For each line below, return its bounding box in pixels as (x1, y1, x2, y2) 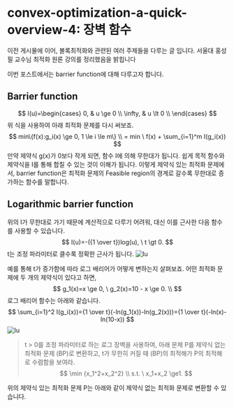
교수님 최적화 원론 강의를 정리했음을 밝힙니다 (14, 54, 136, 64)
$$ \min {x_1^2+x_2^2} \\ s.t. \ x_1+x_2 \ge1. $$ (59, 369, 193, 378)
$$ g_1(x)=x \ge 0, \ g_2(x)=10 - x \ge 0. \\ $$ (52, 284, 182, 293)
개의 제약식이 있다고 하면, (27, 273, 97, 281)
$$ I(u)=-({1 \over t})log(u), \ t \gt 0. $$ (61, 237, 173, 246)
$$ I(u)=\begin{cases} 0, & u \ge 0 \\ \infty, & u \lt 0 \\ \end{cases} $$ (17, 109, 217, 117)
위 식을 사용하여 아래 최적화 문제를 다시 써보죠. (7, 121, 134, 129)
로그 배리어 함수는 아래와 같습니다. (7, 296, 101, 304)
